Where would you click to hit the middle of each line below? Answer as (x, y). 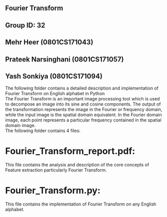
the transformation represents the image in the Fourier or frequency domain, (84, 109)
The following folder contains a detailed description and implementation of (82, 88)
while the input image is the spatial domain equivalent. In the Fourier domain (83, 115)
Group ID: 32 (25, 25)
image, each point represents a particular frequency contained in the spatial (83, 120)
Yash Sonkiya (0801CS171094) (54, 76)
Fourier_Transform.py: (53, 190)
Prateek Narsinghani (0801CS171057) (64, 59)
